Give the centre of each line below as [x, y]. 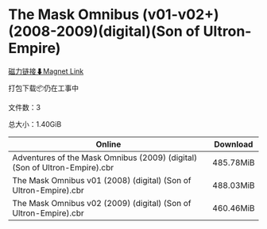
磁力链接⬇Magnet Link [46, 71]
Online [108, 144]
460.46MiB [234, 208]
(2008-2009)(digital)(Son [95, 31]
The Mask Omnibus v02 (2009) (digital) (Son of [102, 203]
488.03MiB [234, 185]
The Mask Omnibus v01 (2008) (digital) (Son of [102, 180]
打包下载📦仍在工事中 [44, 88]
